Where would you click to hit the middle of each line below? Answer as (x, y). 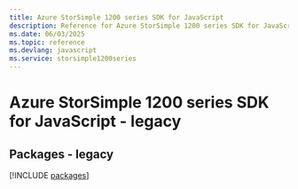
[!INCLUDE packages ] (49, 175)
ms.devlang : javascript (53, 51)
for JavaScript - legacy (95, 122)
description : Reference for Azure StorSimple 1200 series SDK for (134, 26)
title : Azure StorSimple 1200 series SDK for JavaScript (117, 17)
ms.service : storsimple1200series (73, 59)
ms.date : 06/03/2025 (47, 34)
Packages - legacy (61, 154)
